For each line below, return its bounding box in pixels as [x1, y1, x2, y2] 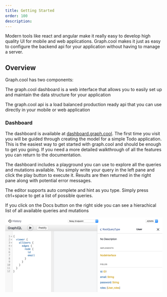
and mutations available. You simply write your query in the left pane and [5, 167, 155, 173]
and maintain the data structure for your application [5, 92, 111, 98]
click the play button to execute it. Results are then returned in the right [5, 172, 151, 178]
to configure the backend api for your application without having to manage [5, 44, 161, 50]
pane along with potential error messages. [5, 178, 92, 184]
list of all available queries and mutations [5, 208, 89, 214]
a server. [5, 49, 23, 55]
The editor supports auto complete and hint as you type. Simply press [5, 187, 149, 193]
